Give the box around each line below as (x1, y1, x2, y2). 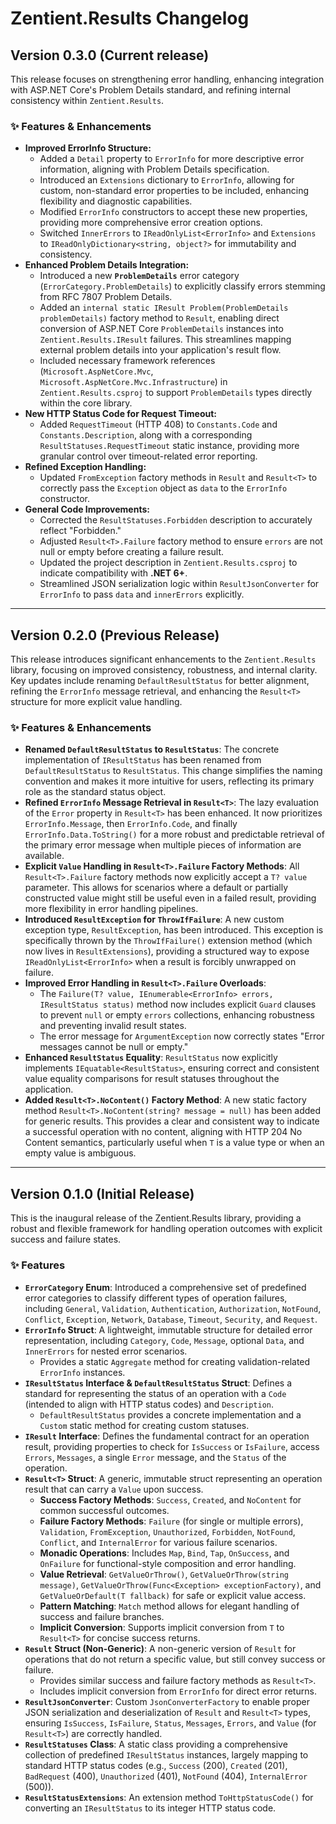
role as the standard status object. (24, 786, 167, 798)
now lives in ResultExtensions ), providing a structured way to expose (24, 945, 310, 957)
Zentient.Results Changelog (10, 7, 250, 30)
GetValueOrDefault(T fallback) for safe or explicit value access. (39, 1589, 307, 1601)
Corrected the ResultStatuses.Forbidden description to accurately (39, 514, 313, 526)
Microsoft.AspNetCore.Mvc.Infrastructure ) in (39, 376, 228, 388)
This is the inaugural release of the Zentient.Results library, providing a (10, 1212, 302, 1224)
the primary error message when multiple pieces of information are (24, 839, 302, 851)
